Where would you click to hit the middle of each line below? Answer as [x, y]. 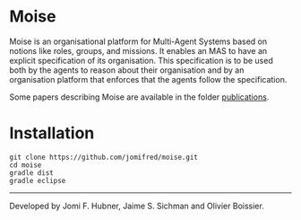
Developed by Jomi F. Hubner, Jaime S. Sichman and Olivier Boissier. [137, 206]
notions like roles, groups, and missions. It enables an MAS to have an [138, 50]
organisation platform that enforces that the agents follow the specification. [148, 79]
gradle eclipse [38, 180]
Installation [52, 133]
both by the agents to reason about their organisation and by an [127, 70]
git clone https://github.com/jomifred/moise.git [104, 157]
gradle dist [31, 172]
